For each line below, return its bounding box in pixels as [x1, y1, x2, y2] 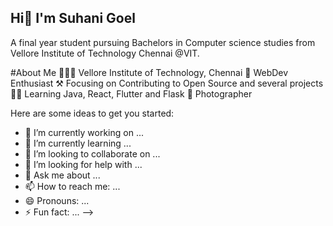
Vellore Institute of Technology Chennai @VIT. [10, 47, 200, 59]
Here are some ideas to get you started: [10, 107, 175, 119]
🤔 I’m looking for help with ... [24, 158, 143, 170]
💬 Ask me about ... [24, 169, 101, 181]
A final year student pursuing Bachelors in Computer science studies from [10, 36, 316, 48]
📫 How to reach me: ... [24, 180, 121, 192]
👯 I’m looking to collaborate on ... [24, 147, 161, 160]
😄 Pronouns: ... [24, 194, 90, 206]
